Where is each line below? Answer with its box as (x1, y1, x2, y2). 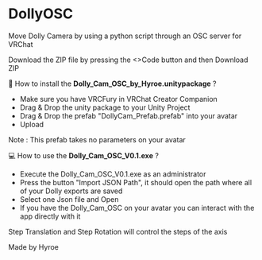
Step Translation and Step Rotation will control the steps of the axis (8, 227, 228, 236)
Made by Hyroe (8, 242, 60, 251)
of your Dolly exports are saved (19, 186, 123, 196)
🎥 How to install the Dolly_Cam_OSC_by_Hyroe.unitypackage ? (8, 79, 217, 88)
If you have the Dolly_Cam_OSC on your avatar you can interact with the (19, 203, 255, 212)
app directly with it (19, 211, 81, 221)
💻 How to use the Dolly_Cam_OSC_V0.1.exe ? (8, 150, 159, 160)
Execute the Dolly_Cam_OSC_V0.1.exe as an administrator (19, 169, 206, 179)
